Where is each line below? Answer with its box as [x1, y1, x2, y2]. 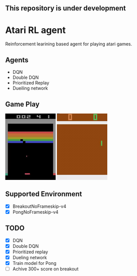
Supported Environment [5, 190, 82, 199]
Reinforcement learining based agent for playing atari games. [5, 41, 132, 47]
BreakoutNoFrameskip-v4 [12, 203, 66, 209]
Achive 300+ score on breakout [12, 266, 79, 272]
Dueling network [12, 254, 47, 260]
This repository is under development [5, 4, 126, 13]
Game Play [5, 100, 40, 108]
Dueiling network [12, 85, 48, 91]
